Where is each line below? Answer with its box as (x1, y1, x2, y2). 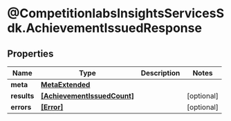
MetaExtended (40, 80, 91, 89)
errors (10, 102, 32, 112)
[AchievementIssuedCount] (40, 91, 135, 100)
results (10, 91, 35, 100)
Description (140, 68, 181, 77)
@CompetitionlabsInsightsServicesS (7, 6, 225, 21)
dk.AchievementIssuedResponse (7, 20, 203, 36)
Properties (7, 48, 54, 59)
